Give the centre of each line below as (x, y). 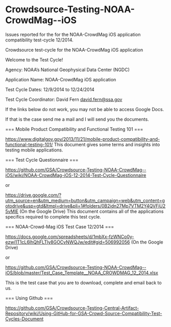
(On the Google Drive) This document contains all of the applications (92, 211)
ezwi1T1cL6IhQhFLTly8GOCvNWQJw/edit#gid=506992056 (68, 242)
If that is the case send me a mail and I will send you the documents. (77, 119)
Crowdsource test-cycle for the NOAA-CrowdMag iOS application (74, 50)
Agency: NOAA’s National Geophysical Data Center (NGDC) (68, 70)
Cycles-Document (25, 319)
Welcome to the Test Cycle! (34, 59)
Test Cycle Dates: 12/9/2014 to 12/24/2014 (50, 89)
